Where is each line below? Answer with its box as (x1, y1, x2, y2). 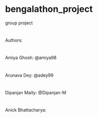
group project (5, 20, 33, 26)
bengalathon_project (5, 3, 93, 15)
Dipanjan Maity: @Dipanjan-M (5, 89, 66, 95)
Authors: (5, 37, 23, 43)
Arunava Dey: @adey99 (5, 72, 53, 78)
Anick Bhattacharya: (5, 107, 47, 113)
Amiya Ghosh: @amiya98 (5, 55, 57, 60)
